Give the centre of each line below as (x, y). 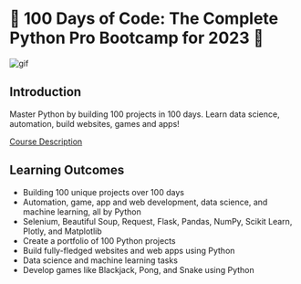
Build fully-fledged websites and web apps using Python (129, 250)
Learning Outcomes (67, 170)
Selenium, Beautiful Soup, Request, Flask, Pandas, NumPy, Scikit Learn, (157, 221)
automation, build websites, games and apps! (94, 123)
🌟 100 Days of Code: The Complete (144, 19)
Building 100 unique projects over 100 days (104, 192)
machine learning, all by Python (82, 211)
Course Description (46, 142)
